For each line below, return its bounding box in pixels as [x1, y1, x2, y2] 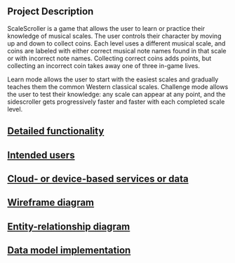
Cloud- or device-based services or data [7, 173, 189, 184]
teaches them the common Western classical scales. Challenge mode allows [7, 82, 229, 90]
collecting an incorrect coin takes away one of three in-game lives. [7, 61, 200, 69]
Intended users [7, 149, 75, 161]
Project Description [7, 6, 94, 18]
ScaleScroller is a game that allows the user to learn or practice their [7, 24, 206, 32]
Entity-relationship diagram [7, 220, 130, 232]
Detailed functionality [7, 126, 105, 137]
